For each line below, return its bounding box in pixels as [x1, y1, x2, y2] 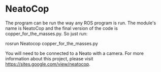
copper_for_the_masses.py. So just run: [5, 30, 88, 37]
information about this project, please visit [5, 55, 93, 61]
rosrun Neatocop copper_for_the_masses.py [5, 40, 98, 46]
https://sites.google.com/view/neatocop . [5, 61, 90, 67]
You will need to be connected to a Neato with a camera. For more [5, 50, 144, 56]
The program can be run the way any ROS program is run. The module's [5, 20, 156, 26]
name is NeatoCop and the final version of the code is [5, 25, 118, 31]
